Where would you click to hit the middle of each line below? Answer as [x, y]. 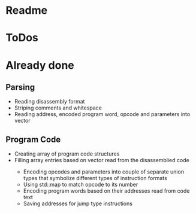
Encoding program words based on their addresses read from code [106, 191]
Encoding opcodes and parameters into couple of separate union [103, 172]
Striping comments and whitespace [58, 108]
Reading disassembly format [49, 102]
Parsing [20, 87]
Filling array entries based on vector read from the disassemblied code [102, 160]
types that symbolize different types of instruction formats [95, 178]
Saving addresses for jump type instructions [78, 203]
